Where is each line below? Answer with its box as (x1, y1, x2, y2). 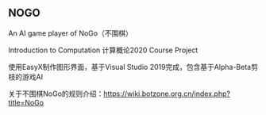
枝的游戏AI (8, 71, 44, 82)
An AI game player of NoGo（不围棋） (8, 28, 133, 38)
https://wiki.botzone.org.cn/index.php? (102, 89, 230, 98)
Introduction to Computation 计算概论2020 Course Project (8, 45, 199, 55)
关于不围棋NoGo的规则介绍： (8, 89, 104, 98)
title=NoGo (8, 98, 44, 107)
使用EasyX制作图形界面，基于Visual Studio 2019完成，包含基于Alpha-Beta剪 (8, 62, 258, 71)
